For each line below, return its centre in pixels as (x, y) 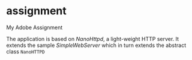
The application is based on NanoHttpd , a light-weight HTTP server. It (92, 39)
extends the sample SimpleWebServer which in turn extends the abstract (96, 45)
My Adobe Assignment (34, 27)
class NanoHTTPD (25, 51)
